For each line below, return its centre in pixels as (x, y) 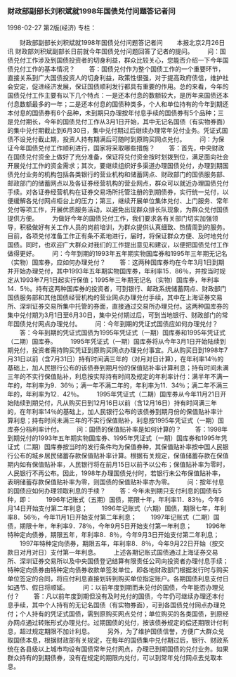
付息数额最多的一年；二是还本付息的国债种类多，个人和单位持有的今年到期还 (118, 104)
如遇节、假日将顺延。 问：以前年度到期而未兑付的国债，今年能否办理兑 (116, 588)
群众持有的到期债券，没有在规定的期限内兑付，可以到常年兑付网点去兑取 (112, 658)
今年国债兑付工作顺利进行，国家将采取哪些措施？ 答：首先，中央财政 (119, 148)
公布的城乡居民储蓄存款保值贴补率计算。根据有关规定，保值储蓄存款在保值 (121, 456)
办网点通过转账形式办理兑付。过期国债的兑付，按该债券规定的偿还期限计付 (115, 623)
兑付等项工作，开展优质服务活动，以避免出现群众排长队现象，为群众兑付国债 (118, 209)
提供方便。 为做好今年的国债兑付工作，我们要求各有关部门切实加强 (110, 219)
